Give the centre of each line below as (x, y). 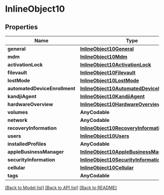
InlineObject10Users (104, 136)
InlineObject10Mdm (104, 57)
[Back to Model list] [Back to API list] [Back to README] (61, 188)
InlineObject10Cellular (107, 168)
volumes (18, 112)
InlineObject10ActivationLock (115, 65)
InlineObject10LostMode (109, 80)
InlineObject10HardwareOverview (121, 104)
